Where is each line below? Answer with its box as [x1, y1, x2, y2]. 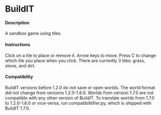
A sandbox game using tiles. [5, 31, 62, 36]
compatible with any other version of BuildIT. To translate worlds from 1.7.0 [5, 95, 155, 100]
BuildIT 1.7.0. [5, 105, 30, 111]
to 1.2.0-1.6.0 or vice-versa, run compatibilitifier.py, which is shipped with [5, 100, 152, 106]
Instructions [5, 41, 31, 47]
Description [5, 19, 30, 25]
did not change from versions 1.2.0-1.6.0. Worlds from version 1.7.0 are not [5, 90, 154, 96]
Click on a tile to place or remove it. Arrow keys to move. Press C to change [5, 52, 157, 58]
